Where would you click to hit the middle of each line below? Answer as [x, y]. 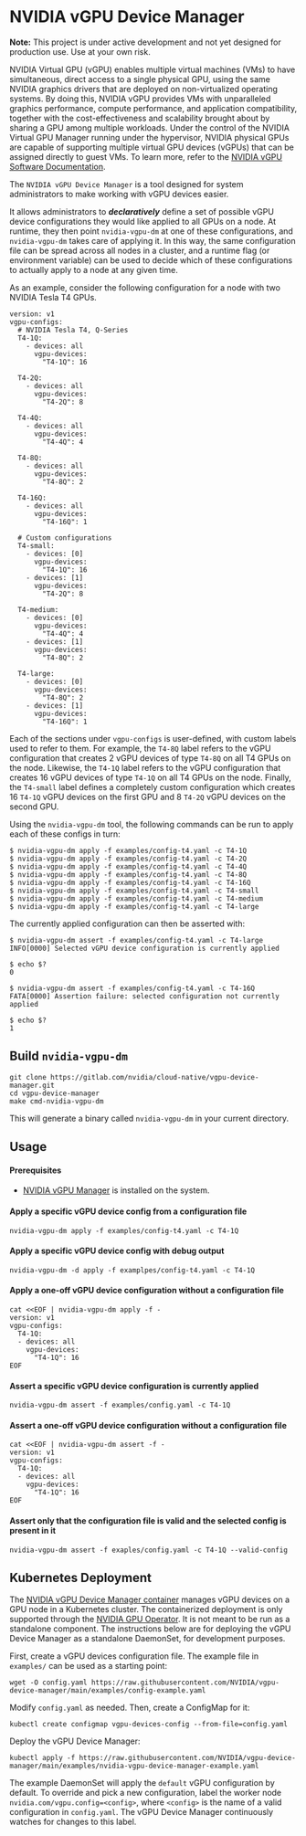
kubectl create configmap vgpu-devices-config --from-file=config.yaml [148, 1725]
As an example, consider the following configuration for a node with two [145, 287]
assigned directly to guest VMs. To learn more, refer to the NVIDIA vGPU [146, 156]
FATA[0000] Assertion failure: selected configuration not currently [145, 996]
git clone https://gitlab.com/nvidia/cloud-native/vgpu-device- [134, 1077]
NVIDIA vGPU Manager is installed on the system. [116, 1190]
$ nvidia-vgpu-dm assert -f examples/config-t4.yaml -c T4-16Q [132, 988]
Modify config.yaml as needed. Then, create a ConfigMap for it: [130, 1708]
